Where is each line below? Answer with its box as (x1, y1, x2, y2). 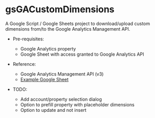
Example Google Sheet (20, 76, 69, 82)
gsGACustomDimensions (5, 4, 115, 15)
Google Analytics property (20, 45, 76, 52)
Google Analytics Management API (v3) (20, 70, 104, 77)
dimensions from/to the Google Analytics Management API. (5, 26, 130, 32)
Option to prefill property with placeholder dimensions (20, 101, 135, 108)
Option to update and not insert (20, 107, 87, 113)
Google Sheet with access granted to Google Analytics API (20, 51, 144, 57)
